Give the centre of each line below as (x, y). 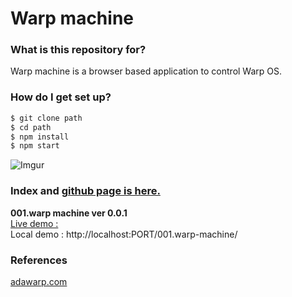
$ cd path (31, 127)
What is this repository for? (78, 50)
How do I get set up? (61, 97)
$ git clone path (46, 118)
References (39, 260)
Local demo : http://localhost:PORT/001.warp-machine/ (124, 234)
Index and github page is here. (85, 191)
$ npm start (35, 146)
